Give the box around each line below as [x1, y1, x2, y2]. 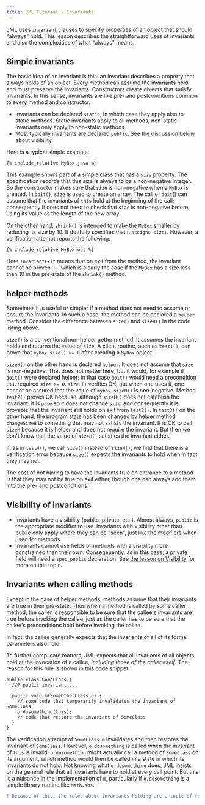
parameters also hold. [6, 640, 61, 647]
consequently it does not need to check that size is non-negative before [6, 203, 189, 211]
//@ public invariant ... [12, 682, 78, 688]
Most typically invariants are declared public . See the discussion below [15, 130, 195, 138]
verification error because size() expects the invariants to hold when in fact [6, 451, 198, 458]
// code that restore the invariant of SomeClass [17, 714, 146, 720]
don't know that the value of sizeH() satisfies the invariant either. [6, 432, 170, 440]
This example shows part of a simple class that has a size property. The [6, 171, 188, 178]
